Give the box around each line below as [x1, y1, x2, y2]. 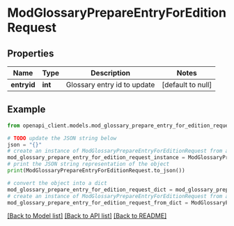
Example [7, 103, 46, 116]
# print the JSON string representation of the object [7, 160, 170, 168]
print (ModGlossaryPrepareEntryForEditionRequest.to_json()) [7, 167, 186, 174]
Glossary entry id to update [65, 80, 155, 89]
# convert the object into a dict [7, 179, 108, 186]
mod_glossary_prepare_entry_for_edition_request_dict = [7, 186, 173, 193]
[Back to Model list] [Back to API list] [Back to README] [7, 211, 167, 220]
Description [90, 68, 131, 77]
